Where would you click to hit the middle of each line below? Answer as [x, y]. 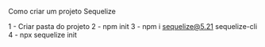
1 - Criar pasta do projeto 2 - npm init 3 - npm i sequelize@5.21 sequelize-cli [133, 26]
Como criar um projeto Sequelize [62, 11]
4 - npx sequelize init [43, 35]
